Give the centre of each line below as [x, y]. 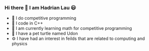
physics [19, 44]
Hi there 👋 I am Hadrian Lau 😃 [40, 8]
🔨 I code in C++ [27, 23]
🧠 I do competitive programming [44, 18]
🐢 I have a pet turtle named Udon [45, 34]
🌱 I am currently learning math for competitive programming [72, 28]
